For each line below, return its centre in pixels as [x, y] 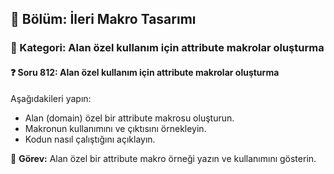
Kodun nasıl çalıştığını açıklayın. [90, 139]
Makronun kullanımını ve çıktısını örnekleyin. [115, 128]
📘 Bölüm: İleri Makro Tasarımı [103, 19]
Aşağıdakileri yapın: [51, 98]
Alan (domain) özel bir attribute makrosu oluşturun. [129, 118]
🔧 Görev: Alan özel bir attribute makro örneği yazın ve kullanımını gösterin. [163, 158]
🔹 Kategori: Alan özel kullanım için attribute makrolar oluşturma [167, 48]
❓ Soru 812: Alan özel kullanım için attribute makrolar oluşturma [145, 72]
